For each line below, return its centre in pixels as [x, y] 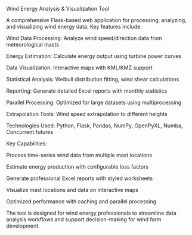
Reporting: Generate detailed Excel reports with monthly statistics [87, 91]
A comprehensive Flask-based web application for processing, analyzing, [96, 20]
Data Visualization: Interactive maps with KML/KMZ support [80, 68]
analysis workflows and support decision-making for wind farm [84, 219]
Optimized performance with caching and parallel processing [81, 202]
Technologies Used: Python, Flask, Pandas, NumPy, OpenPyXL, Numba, [95, 126]
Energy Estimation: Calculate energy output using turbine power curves [94, 56]
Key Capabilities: [27, 144]
